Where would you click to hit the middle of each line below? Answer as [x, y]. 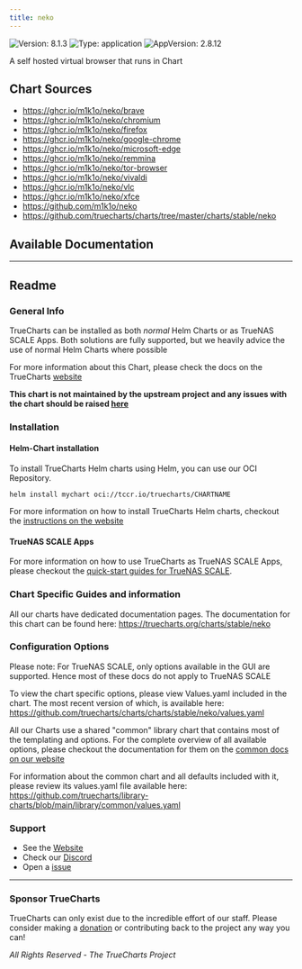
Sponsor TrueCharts [55, 899]
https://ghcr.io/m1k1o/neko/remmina [89, 158]
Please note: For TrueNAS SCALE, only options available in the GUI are [140, 666]
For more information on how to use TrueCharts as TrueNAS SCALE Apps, [146, 561]
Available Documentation [82, 244]
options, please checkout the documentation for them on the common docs [149, 749]
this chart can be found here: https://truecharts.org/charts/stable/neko [140, 623]
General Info [37, 311]
